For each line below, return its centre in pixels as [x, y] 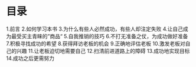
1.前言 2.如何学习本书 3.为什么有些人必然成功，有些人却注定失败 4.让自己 [95, 29]
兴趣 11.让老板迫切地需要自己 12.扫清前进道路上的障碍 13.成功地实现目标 [103, 51]
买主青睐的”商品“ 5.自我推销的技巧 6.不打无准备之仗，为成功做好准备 [105, 36]
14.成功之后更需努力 [30, 58]
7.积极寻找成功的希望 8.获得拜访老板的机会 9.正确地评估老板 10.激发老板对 [96, 43]
